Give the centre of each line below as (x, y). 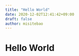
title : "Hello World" (28, 10)
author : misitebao (24, 24)
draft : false (19, 19)
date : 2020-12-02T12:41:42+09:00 (40, 14)
